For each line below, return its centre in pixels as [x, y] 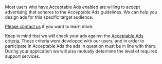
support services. [23, 56]
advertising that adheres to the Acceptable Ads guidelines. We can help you [81, 12]
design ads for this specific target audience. [49, 17]
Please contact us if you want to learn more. [49, 26]
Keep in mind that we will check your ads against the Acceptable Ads [74, 36]
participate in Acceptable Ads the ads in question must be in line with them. [81, 46]
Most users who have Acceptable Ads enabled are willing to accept [72, 7]
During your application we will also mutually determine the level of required [81, 51]
